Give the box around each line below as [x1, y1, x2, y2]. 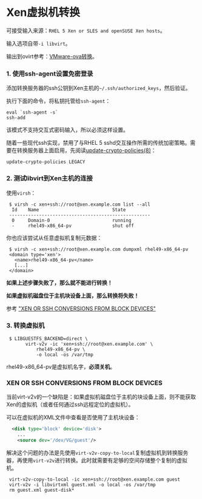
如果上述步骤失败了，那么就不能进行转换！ [6, 279, 113, 286]
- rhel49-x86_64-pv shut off [12, 223, 135, 229]
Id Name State [12, 206, 126, 213]
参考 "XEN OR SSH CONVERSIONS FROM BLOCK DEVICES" [6, 305, 156, 312]
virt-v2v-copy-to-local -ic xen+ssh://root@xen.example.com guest [8, 476, 181, 483]
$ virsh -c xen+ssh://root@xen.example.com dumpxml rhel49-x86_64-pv [8, 246, 189, 253]
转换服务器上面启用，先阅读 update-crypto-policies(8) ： [16, 147, 157, 154]
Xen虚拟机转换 [6, 5, 80, 19]
